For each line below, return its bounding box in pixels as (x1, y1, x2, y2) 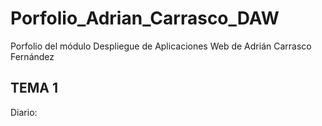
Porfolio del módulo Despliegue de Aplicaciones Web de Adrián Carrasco (10, 40, 312, 52)
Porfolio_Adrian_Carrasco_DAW (10, 7, 280, 30)
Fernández (10, 50, 55, 62)
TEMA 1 (10, 80, 59, 97)
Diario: (10, 106, 38, 118)
